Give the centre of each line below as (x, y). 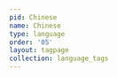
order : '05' (31, 42)
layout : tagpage (39, 50)
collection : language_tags (59, 58)
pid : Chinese (33, 17)
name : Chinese (35, 26)
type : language (37, 34)
